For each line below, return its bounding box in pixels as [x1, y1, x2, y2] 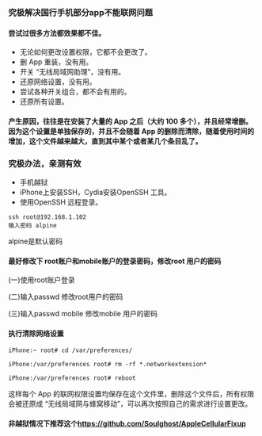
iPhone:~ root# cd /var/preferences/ [8, 346, 133, 354]
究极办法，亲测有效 [8, 158, 82, 169]
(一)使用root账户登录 [8, 275, 75, 285]
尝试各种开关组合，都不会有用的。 [19, 87, 131, 97]
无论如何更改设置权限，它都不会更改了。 [19, 48, 152, 57]
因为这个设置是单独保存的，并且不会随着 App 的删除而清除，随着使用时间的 [8, 126, 255, 136]
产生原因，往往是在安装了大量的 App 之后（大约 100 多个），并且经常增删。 [8, 117, 253, 126]
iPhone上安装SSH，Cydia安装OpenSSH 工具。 [19, 188, 172, 197]
